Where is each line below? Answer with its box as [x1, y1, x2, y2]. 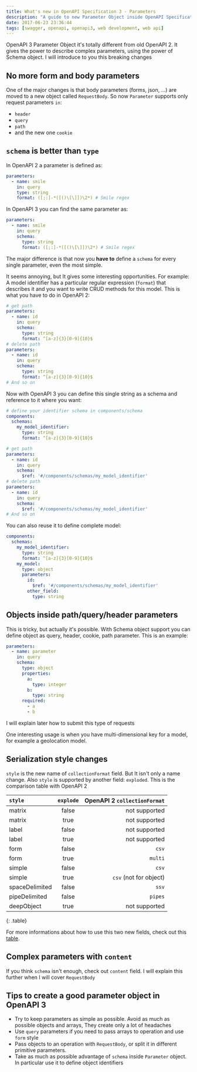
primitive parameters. [14, 1047, 66, 1054]
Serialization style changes [6, 754, 108, 764]
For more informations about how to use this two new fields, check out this [6, 928, 186, 935]
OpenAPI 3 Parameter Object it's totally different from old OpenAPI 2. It [6, 41, 178, 48]
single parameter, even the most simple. [6, 261, 103, 268]
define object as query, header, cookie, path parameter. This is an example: [6, 632, 189, 639]
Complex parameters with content [6, 952, 133, 962]
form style [14, 1034, 39, 1041]
